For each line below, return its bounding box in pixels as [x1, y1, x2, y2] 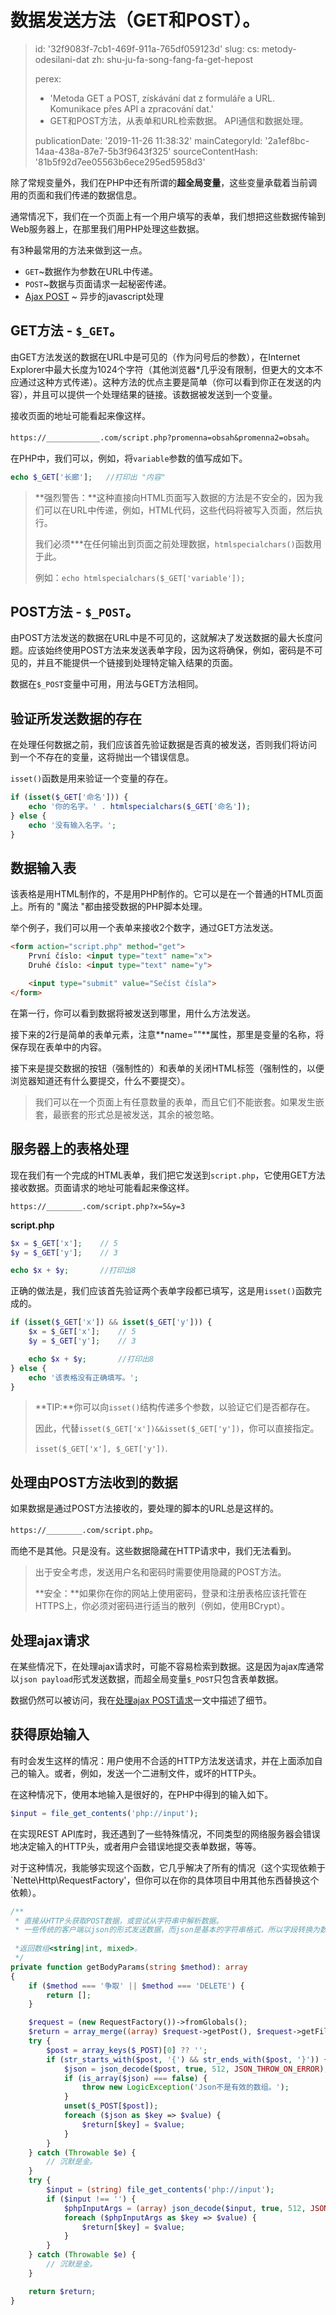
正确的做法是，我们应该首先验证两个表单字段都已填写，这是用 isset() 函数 [10, 1285, 314, 1297]
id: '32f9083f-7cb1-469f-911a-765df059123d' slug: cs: [34, 42, 260, 55]
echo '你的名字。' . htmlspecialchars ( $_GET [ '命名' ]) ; [28, 802, 252, 812]
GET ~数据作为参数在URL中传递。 [24, 265, 158, 277]
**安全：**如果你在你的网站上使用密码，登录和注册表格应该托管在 [34, 1587, 307, 1600]
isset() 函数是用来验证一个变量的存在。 [10, 772, 174, 785]
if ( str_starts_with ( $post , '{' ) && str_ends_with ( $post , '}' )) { [46, 2054, 329, 2065]
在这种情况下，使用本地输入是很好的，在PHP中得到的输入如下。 [10, 1788, 274, 1800]
